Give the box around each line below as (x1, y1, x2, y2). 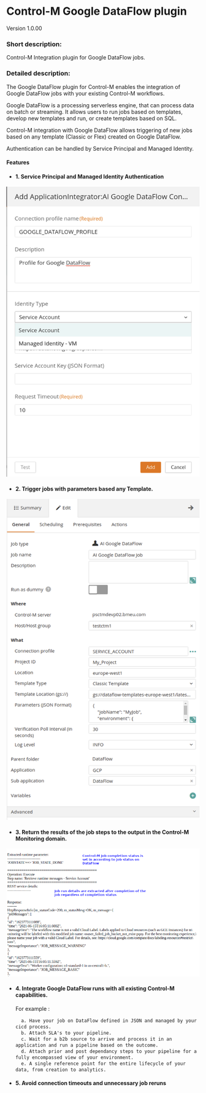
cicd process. (15, 1024, 51, 1030)
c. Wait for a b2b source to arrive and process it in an (21, 1036, 172, 1042)
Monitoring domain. (15, 835, 67, 842)
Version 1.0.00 (6, 25, 42, 32)
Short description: (6, 40, 63, 48)
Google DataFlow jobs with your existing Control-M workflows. (6, 89, 165, 97)
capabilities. (15, 991, 48, 999)
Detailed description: (6, 69, 71, 78)
